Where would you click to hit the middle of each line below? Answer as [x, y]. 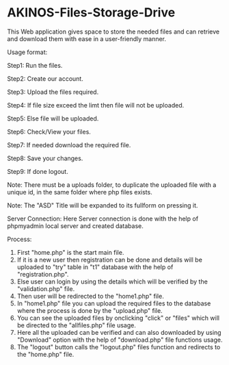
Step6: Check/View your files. [49, 131]
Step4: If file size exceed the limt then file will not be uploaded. [96, 105]
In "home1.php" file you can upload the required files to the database [114, 303]
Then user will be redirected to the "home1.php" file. [90, 296]
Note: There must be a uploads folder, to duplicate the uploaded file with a [112, 185]
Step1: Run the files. [35, 65]
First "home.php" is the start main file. [70, 252]
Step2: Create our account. [45, 78]
